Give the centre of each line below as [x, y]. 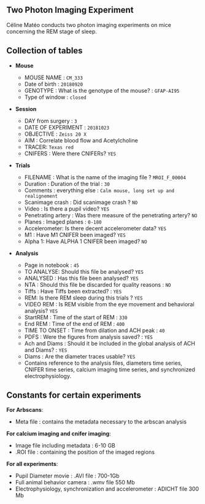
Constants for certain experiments [74, 395]
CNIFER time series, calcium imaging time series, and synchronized [110, 369]
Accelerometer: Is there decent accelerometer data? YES [95, 228]
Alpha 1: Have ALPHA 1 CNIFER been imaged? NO [86, 241]
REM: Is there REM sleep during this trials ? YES [83, 298]
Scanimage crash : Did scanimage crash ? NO [81, 202]
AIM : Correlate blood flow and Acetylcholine [81, 140]
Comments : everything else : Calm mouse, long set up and [99, 190]
